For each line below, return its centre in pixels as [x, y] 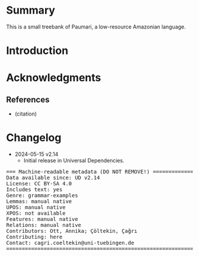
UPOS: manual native [36, 207]
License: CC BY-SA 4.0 [39, 184]
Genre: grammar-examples [42, 196]
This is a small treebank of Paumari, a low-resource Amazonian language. [96, 27]
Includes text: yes [34, 190]
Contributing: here [34, 237]
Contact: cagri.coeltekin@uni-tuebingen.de [70, 243]
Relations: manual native [44, 225]
